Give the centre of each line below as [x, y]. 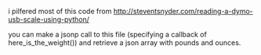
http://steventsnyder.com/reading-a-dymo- [183, 11]
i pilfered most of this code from [60, 11]
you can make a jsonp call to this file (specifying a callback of [108, 34]
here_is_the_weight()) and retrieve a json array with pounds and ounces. [125, 43]
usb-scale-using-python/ [49, 19]
